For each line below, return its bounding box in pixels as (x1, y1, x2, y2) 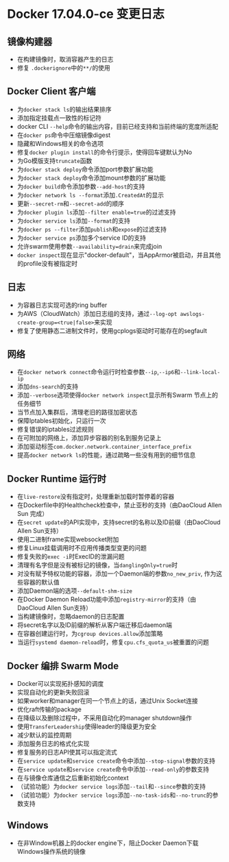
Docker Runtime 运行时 (7, 473, 107, 484)
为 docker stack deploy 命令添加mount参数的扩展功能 (16, 173, 166, 182)
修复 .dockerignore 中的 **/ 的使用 (16, 64, 111, 72)
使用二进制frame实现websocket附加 (16, 535, 119, 543)
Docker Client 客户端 (7, 86, 96, 97)
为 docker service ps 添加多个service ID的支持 (16, 234, 146, 242)
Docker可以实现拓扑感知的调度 (16, 680, 104, 688)
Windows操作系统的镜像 (16, 847, 86, 855)
